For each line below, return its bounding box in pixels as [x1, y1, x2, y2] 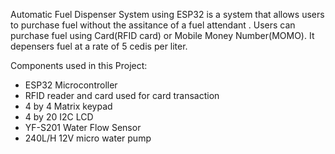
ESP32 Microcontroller [24, 79, 118, 91]
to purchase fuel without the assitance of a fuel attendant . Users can [10, 19, 296, 31]
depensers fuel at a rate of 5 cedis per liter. [10, 40, 188, 52]
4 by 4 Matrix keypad [24, 100, 113, 112]
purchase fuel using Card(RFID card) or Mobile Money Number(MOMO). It [10, 30, 315, 41]
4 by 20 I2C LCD [24, 111, 94, 123]
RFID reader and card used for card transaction [24, 90, 220, 101]
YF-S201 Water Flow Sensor [24, 122, 142, 133]
